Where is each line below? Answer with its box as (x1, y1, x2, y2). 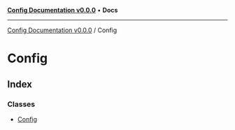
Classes (7, 99, 36, 109)
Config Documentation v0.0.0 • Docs (7, 6, 118, 14)
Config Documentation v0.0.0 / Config (7, 26, 117, 34)
